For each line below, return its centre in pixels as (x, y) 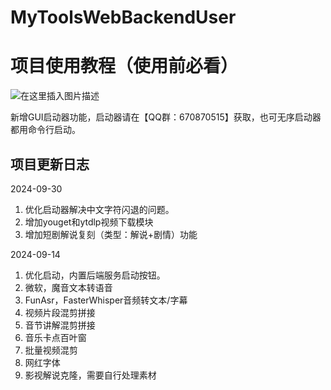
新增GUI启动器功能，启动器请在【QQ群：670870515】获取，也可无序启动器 (166, 117)
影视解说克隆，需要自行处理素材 (90, 375)
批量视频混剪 (51, 350)
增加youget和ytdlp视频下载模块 (89, 222)
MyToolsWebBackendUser (123, 17)
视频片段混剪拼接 (60, 312)
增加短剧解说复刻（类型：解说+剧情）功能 (111, 234)
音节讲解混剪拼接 (60, 325)
